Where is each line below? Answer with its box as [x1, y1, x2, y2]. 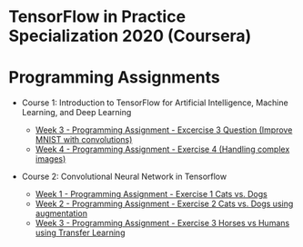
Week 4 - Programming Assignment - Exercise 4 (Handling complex [35, 143, 290, 155]
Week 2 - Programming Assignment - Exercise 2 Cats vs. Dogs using [35, 198, 294, 210]
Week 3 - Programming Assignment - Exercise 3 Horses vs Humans [35, 218, 290, 229]
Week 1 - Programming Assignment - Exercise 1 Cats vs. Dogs [35, 189, 268, 200]
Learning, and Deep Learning [21, 107, 132, 118]
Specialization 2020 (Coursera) [8, 25, 252, 46]
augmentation [35, 208, 88, 219]
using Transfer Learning [35, 227, 126, 238]
